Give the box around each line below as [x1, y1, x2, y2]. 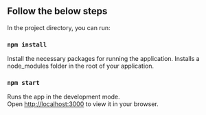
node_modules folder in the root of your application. [7, 62, 154, 71]
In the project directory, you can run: [7, 23, 111, 31]
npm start [7, 79, 40, 87]
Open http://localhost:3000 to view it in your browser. [7, 100, 159, 108]
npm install [7, 40, 47, 49]
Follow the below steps [7, 5, 108, 17]
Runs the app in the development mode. [7, 92, 120, 101]
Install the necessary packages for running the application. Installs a [7, 55, 201, 63]
